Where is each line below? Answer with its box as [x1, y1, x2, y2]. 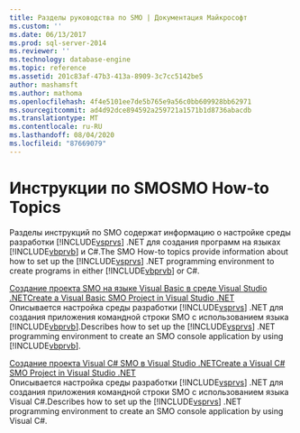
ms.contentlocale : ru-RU [9, 123, 103, 132]
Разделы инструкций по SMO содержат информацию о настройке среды [9, 226, 291, 237]
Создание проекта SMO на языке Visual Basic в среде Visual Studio [9, 282, 268, 293]
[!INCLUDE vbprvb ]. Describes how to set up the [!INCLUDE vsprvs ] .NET [9, 321, 276, 332]
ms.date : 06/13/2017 [9, 30, 87, 39]
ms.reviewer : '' [9, 47, 70, 56]
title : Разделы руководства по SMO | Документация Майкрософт [9, 13, 248, 23]
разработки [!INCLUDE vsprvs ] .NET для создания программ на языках [9, 236, 281, 247]
